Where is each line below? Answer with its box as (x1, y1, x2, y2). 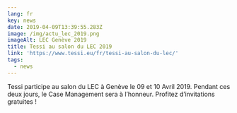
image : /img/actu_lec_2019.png (7, 30, 100, 37)
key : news (7, 17, 37, 24)
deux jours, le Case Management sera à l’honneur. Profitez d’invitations (7, 90, 215, 98)
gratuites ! (7, 97, 37, 106)
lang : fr (7, 10, 33, 18)
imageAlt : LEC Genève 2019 (7, 37, 87, 44)
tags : (7, 56, 23, 64)
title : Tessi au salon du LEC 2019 (7, 43, 112, 50)
